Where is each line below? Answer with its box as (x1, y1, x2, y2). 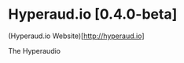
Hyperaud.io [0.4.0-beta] (8, 5, 178, 23)
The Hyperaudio (8, 46, 61, 55)
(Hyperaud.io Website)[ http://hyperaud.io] (8, 31, 145, 40)
